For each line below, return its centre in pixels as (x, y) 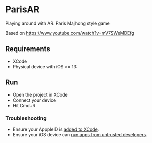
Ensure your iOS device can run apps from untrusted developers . (80, 134)
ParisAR (22, 9)
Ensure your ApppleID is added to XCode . (56, 129)
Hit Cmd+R (24, 105)
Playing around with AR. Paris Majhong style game (57, 23)
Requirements (28, 49)
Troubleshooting (26, 118)
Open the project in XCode (40, 94)
